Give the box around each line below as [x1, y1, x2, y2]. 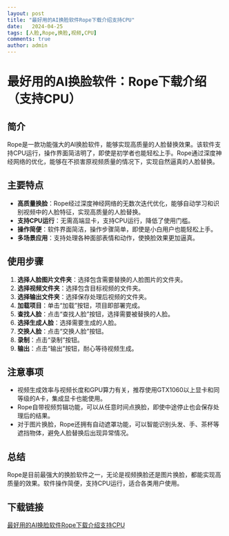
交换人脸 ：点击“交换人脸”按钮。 [17, 327, 108, 335]
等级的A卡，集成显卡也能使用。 [17, 394, 107, 403]
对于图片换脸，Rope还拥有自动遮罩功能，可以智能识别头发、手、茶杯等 [17, 420, 219, 429]
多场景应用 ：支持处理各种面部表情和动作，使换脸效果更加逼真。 [17, 234, 199, 242]
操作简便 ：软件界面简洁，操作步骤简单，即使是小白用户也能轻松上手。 [17, 225, 217, 233]
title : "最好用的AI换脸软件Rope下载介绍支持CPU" [7, 17, 135, 23]
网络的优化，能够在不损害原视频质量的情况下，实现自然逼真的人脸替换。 [12, 158, 219, 165]
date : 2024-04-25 [7, 23, 63, 30]
